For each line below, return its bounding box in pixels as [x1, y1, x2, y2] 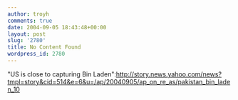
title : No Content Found [7, 44, 81, 51]
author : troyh [7, 10, 50, 18]
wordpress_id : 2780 [7, 51, 66, 58]
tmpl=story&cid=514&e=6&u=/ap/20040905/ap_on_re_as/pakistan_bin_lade [7, 77, 231, 86]
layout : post [7, 30, 46, 38]
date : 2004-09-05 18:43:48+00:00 [7, 24, 107, 31]
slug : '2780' [7, 37, 46, 44]
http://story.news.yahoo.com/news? [115, 69, 222, 79]
